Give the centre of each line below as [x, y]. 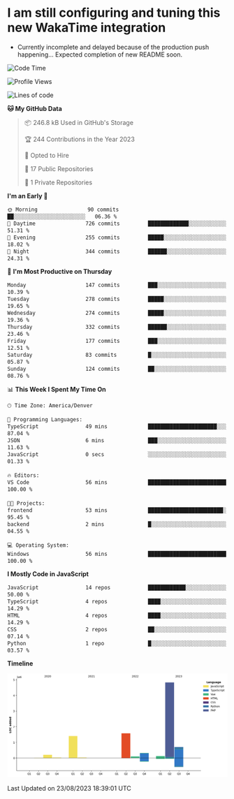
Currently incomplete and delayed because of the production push [113, 47]
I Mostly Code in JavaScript [48, 573]
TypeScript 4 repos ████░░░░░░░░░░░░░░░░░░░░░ [117, 601]
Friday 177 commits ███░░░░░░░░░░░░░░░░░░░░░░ [117, 341]
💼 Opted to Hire [47, 155]
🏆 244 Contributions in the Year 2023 [79, 139]
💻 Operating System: [38, 545]
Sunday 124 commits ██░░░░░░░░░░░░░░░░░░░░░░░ [117, 369]
